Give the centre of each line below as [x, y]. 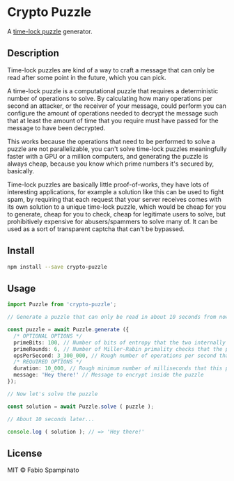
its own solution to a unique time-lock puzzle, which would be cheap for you [117, 207]
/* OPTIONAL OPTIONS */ [48, 336]
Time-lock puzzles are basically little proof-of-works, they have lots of [108, 184]
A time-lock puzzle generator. [50, 31]
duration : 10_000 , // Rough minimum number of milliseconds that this [118, 369]
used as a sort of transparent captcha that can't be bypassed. [96, 229]
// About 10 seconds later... [51, 419]
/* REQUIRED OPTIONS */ [48, 362]
